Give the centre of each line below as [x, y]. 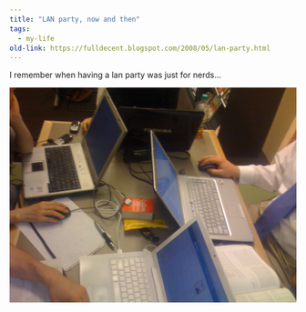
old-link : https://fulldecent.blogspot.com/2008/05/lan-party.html [140, 48]
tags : [20, 29]
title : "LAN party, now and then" [75, 19]
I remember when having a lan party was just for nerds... [115, 75]
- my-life [36, 38]
